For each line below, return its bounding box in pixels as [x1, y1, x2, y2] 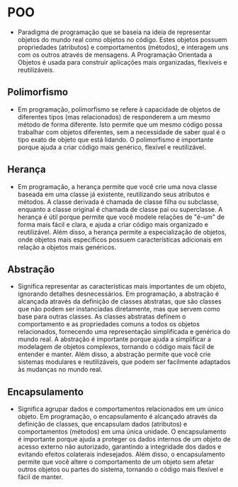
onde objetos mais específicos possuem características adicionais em [17, 235, 223, 244]
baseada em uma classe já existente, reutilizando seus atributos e [17, 190, 210, 198]
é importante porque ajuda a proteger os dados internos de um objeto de [17, 435, 231, 444]
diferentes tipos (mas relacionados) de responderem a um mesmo [17, 112, 211, 121]
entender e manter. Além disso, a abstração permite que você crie [17, 350, 211, 359]
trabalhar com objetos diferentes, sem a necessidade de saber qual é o [17, 127, 226, 136]
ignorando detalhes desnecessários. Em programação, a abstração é [17, 289, 220, 299]
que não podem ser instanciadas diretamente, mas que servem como [17, 305, 221, 314]
